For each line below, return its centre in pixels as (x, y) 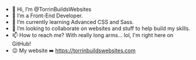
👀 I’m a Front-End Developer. (47, 16)
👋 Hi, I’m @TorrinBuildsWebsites (52, 9)
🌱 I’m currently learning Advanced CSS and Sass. (73, 22)
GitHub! (21, 44)
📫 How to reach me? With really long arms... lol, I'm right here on (93, 35)
